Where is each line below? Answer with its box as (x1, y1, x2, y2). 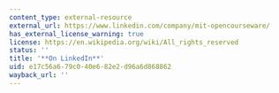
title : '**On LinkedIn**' (9, 54, 104, 63)
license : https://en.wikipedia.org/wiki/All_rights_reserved (9, 37, 239, 47)
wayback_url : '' (9, 71, 69, 80)
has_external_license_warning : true (9, 29, 144, 38)
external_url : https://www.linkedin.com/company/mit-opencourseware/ (9, 21, 271, 30)
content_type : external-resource (9, 12, 132, 22)
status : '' (9, 46, 49, 55)
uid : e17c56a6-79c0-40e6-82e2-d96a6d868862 (9, 63, 172, 72)
